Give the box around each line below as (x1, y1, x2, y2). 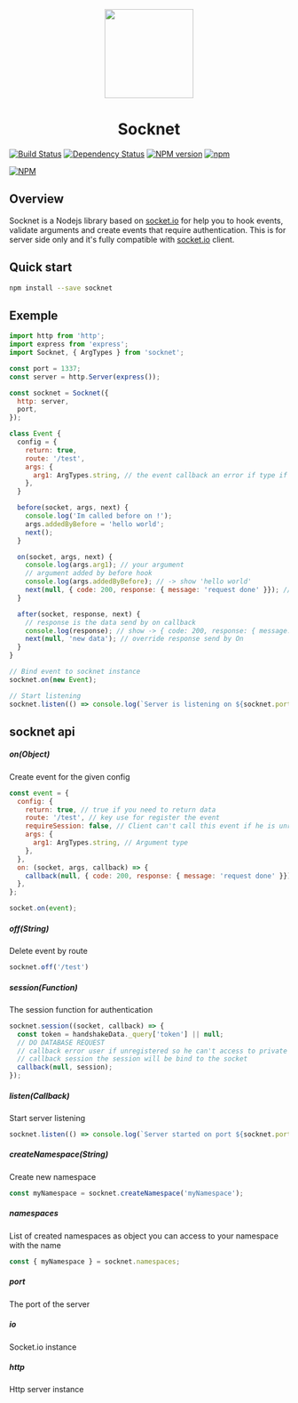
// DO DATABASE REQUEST (17, 1038, 105, 1047)
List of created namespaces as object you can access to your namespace (9, 1231, 279, 1241)
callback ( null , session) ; (17, 1062, 114, 1072)
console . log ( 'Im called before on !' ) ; (25, 511, 173, 520)
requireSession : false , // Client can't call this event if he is (25, 822, 276, 830)
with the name (9, 1239, 62, 1250)
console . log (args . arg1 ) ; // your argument (25, 560, 184, 570)
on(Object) (9, 749, 51, 759)
